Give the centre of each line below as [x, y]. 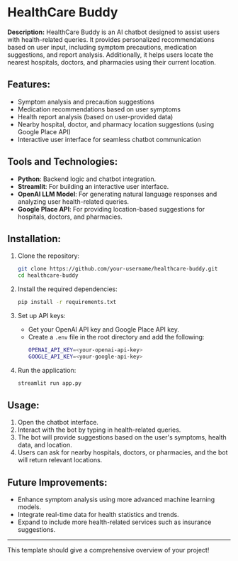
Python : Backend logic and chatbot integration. [87, 179]
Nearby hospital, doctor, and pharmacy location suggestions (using [116, 124]
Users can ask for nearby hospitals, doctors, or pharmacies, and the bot [123, 452]
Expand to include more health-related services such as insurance [114, 522]
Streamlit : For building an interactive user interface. [93, 186]
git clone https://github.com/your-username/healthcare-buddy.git [118, 269]
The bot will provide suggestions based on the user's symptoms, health [122, 437]
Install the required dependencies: [68, 289]
